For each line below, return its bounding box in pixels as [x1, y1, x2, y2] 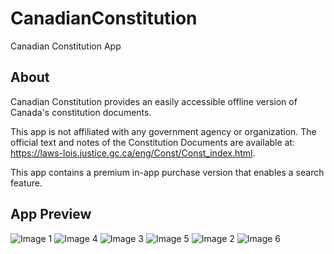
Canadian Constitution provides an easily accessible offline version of [10, 95, 298, 107]
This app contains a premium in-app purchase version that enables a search [10, 166, 325, 178]
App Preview [10, 206, 92, 223]
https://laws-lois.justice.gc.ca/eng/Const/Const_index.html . [10, 147, 256, 159]
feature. [10, 177, 43, 189]
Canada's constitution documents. [10, 106, 152, 118]
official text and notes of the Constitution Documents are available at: [10, 136, 296, 148]
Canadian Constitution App [10, 40, 122, 52]
